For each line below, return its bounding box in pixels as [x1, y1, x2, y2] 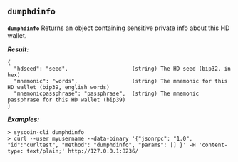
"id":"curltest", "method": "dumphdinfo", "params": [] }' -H [7, 141, 196, 148]
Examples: [7, 115, 40, 123]
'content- [198, 141, 228, 148]
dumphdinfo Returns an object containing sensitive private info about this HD [7, 24, 230, 32]
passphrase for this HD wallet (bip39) [7, 96, 126, 103]
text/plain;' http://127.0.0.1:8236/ [26, 147, 139, 155]
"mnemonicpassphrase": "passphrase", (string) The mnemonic [14, 90, 200, 97]
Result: [7, 45, 29, 54]
